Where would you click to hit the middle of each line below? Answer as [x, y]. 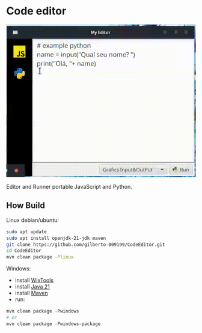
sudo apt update [26, 232]
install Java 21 [32, 287]
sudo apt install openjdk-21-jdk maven [56, 238]
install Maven [31, 293]
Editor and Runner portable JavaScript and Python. [69, 186]
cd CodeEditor [24, 251]
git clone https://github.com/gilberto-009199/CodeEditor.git [86, 245]
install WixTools [34, 280]
